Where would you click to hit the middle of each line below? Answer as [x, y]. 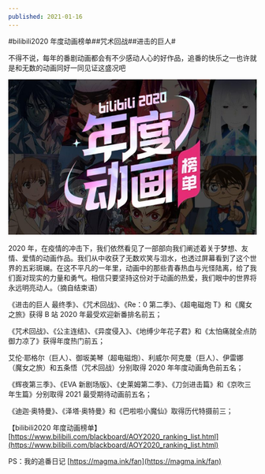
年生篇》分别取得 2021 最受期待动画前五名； [80, 394]
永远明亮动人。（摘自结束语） [55, 287]
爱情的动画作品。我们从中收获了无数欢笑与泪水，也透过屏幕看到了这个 [136, 258]
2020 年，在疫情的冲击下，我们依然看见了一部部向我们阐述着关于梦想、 [125, 248]
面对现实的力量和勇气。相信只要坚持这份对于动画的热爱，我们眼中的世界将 [136, 278]
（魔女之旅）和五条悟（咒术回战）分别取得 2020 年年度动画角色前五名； [126, 368]
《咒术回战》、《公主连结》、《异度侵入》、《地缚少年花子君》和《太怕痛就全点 [129, 330]
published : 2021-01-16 [45, 17]
